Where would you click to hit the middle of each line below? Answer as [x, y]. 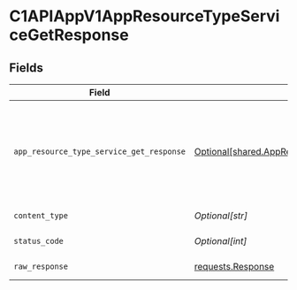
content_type [41, 215]
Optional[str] [221, 216]
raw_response [41, 267]
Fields [27, 68]
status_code [39, 241]
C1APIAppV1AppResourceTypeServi [145, 16]
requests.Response [234, 267]
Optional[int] [221, 241]
